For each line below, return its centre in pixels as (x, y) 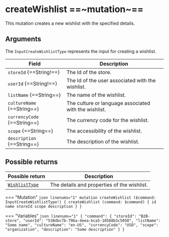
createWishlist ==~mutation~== (74, 9)
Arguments (23, 39)
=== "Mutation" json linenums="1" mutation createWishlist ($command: (81, 197)
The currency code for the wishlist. (108, 120)
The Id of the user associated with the (111, 80)
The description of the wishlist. (103, 141)
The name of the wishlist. (96, 95)
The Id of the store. (89, 72)
